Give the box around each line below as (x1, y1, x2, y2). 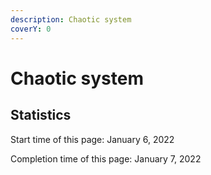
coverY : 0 (10, 24, 52, 34)
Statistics (10, 107, 72, 124)
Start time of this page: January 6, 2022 (10, 133, 175, 145)
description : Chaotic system (10, 14, 132, 25)
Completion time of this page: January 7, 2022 (10, 152, 202, 165)
